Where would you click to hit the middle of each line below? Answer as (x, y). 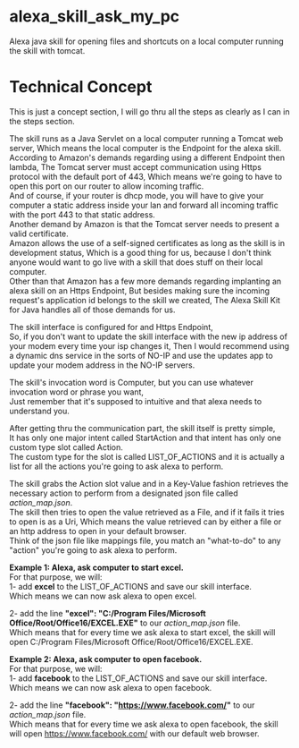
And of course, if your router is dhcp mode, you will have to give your (137, 195)
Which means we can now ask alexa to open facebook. (111, 687)
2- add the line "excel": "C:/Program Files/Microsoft (108, 613)
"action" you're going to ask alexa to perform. (93, 550)
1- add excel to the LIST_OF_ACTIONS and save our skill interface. (131, 586)
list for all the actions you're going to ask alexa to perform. (116, 466)
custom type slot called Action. (66, 447)
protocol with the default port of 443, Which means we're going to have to (146, 176)
